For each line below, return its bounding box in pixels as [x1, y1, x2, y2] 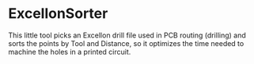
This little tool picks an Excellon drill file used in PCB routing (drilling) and [8, 30, 247, 40]
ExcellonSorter [8, 5, 108, 23]
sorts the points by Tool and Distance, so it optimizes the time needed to [8, 38, 245, 48]
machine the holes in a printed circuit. [8, 47, 131, 56]
